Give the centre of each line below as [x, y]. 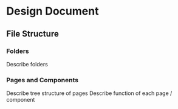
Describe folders [27, 64]
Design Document [53, 11]
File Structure [33, 34]
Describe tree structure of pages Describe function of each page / [89, 93]
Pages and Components [43, 80]
